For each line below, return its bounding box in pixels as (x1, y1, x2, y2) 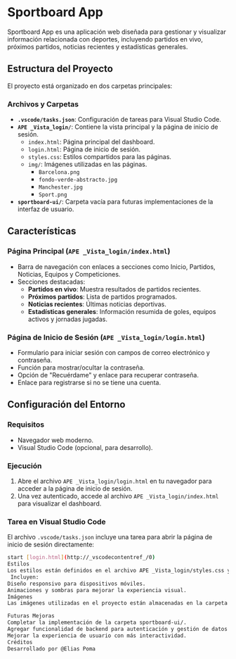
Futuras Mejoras (7, 613, 55, 620)
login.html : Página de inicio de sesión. (27, 145, 141, 153)
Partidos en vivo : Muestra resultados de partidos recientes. (27, 284, 202, 293)
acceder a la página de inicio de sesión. (17, 484, 133, 493)
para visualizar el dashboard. (17, 499, 102, 508)
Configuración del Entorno (7, 398, 126, 410)
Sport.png (38, 192, 67, 199)
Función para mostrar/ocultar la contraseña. (17, 363, 145, 372)
